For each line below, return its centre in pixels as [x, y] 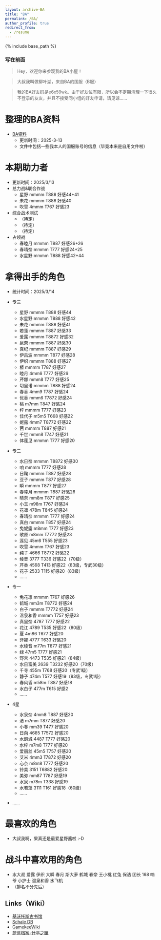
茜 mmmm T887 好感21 [42, 428]
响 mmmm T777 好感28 [43, 467]
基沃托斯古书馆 [27, 916]
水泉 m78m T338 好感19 [44, 782]
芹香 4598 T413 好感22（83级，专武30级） [63, 565]
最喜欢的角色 [31, 824]
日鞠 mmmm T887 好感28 [45, 474]
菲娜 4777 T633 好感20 [43, 640]
